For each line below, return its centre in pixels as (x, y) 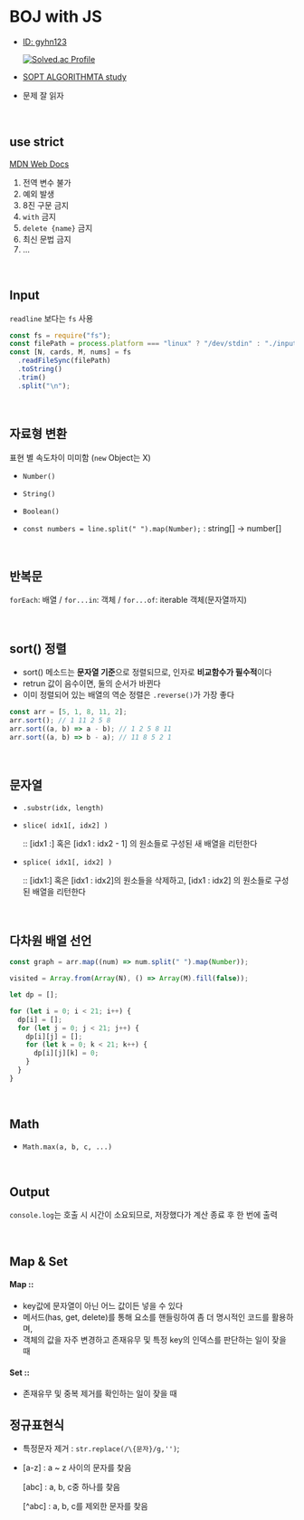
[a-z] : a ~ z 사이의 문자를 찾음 (77, 1467)
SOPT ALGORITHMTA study (74, 76)
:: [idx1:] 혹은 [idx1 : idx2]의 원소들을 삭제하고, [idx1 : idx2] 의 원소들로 (147, 881)
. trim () (32, 378)
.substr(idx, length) (63, 808)
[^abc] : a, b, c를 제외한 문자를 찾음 (85, 1506)
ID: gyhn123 (45, 42)
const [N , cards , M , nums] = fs (70, 352)
